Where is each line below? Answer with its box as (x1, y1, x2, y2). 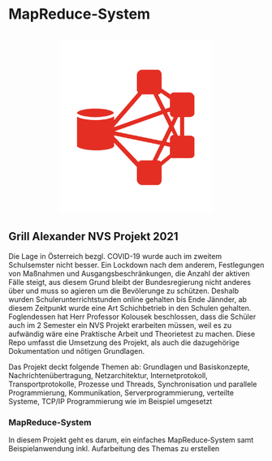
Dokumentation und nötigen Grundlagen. (8, 346, 145, 355)
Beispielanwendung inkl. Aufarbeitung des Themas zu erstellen (8, 444, 220, 453)
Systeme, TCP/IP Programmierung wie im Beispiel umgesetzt (8, 396, 213, 406)
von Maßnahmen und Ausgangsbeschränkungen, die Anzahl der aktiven (8, 269, 250, 278)
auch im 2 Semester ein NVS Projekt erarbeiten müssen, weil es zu (8, 320, 232, 330)
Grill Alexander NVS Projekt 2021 (8, 230, 179, 243)
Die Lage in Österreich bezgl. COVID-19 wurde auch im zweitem (8, 251, 222, 261)
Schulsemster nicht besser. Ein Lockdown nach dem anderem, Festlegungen (8, 260, 265, 269)
